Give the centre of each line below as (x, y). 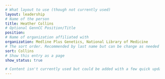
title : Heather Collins (29, 23)
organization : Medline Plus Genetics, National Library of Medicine (77, 42)
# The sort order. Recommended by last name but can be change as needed (82, 46)
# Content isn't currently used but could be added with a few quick (78, 69)
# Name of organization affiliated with (47, 38)
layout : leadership (25, 14)
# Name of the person (27, 19)
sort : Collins (20, 51)
